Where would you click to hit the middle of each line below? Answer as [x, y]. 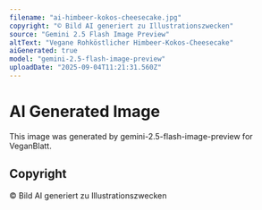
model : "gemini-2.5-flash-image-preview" [88, 59]
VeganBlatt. [30, 146]
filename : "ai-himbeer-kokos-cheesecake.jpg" [95, 17]
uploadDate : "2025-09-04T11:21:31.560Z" [86, 68]
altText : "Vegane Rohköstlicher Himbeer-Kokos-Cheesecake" [122, 42]
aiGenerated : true [43, 51]
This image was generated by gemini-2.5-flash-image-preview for [131, 136]
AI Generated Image [85, 112]
